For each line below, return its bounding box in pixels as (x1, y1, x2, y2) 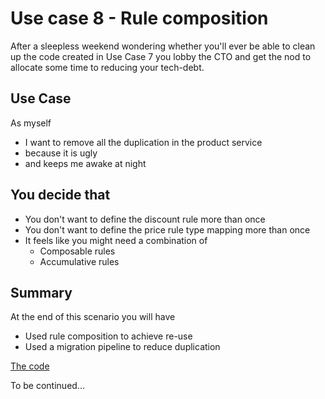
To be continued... (10, 380, 85, 392)
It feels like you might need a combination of (24, 234, 208, 246)
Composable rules (39, 245, 116, 257)
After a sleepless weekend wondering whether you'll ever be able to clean (10, 40, 316, 52)
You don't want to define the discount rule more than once (24, 213, 266, 225)
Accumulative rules (39, 255, 120, 267)
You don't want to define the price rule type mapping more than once (24, 223, 311, 236)
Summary (10, 284, 73, 301)
